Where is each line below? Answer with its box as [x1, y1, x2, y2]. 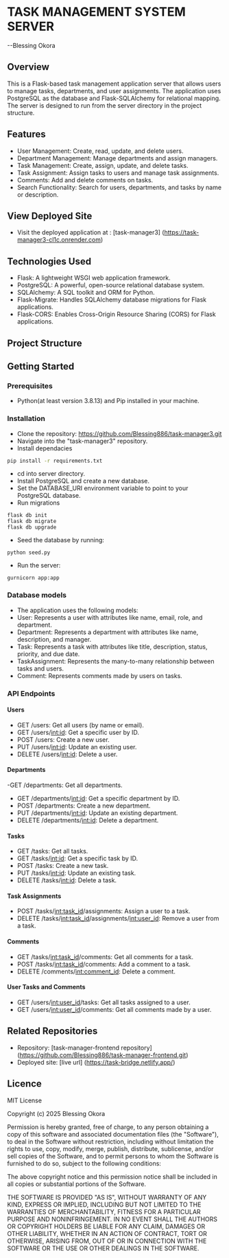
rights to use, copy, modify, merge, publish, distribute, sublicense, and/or [7, 1144, 214, 1152]
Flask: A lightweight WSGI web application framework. [16, 274, 171, 282]
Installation [7, 414, 46, 424]
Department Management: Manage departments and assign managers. [16, 154, 218, 162]
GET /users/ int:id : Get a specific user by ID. [16, 728, 139, 736]
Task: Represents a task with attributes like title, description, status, [16, 642, 208, 651]
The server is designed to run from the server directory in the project [7, 101, 202, 110]
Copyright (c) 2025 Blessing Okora [7, 1109, 106, 1117]
